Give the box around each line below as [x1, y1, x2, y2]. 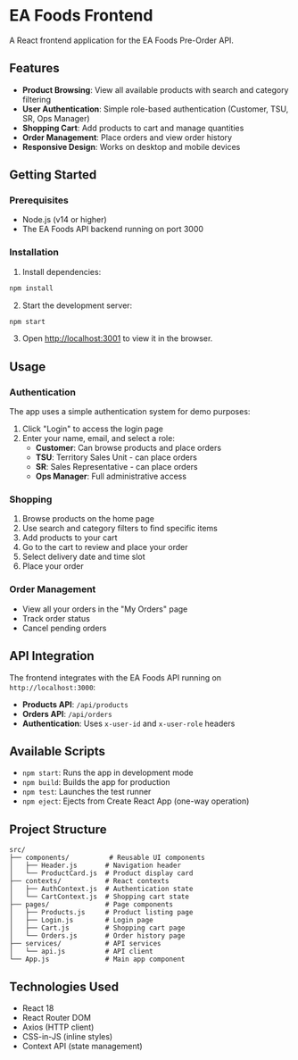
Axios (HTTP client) [21, 1022, 95, 1032]
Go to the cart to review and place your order [21, 542, 189, 553]
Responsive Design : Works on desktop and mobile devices [21, 141, 241, 152]
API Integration [9, 648, 95, 664]
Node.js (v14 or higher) [21, 214, 107, 225]
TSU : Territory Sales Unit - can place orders [35, 452, 198, 463]
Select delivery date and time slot [21, 551, 145, 563]
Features [9, 61, 60, 76]
